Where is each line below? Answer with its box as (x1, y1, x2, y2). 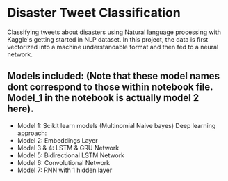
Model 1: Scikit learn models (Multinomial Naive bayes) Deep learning (17, 121, 216, 129)
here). (7, 103, 34, 115)
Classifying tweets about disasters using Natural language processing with (7, 28, 221, 36)
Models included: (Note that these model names (7, 70, 220, 82)
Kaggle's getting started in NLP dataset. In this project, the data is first (7, 35, 209, 43)
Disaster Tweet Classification (7, 5, 181, 21)
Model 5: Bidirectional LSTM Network (17, 151, 125, 159)
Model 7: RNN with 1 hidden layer (17, 166, 113, 174)
